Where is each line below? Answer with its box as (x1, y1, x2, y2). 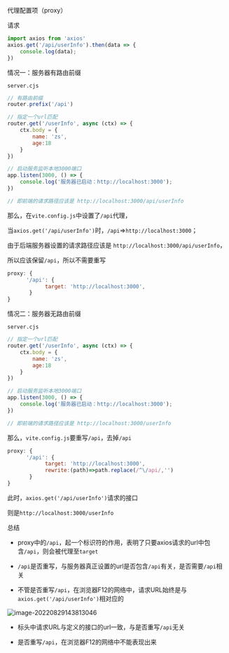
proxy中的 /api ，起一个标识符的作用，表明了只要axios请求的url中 (17, 538, 204, 546)
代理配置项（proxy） (7, 6, 67, 14)
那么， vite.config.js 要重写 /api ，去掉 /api (7, 433, 132, 442)
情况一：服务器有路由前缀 (7, 68, 81, 76)
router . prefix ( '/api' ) (7, 101, 74, 108)
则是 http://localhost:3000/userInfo (7, 508, 114, 517)
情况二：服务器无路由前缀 (7, 309, 81, 318)
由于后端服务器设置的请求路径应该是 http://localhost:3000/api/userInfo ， (7, 241, 226, 249)
